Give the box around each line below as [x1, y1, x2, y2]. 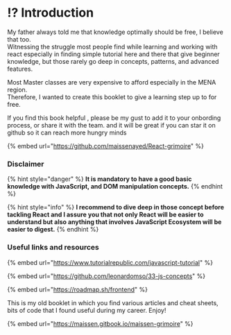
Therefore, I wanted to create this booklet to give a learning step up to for [7, 92, 217, 101]
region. [7, 85, 28, 94]
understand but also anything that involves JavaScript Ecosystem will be [7, 218, 222, 226]
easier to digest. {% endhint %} [7, 225, 99, 234]
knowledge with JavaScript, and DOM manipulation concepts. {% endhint [7, 182, 223, 191]
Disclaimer [7, 159, 44, 169]
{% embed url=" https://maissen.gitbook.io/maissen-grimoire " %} [7, 319, 194, 327]
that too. [7, 35, 31, 43]
